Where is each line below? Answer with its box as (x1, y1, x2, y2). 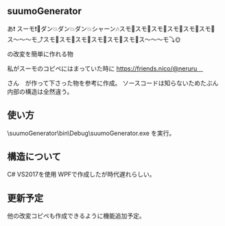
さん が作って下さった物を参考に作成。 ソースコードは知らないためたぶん (7, 79, 219, 87)
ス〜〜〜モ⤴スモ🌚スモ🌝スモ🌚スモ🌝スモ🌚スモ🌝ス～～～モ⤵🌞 (7, 35, 182, 43)
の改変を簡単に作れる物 (7, 49, 73, 58)
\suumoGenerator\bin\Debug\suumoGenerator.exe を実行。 (7, 129, 176, 137)
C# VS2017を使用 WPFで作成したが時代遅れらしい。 (7, 171, 156, 179)
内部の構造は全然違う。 (7, 87, 73, 95)
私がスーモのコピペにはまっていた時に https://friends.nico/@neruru (7, 64, 198, 73)
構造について (7, 151, 62, 163)
